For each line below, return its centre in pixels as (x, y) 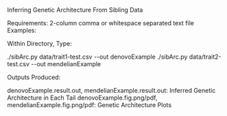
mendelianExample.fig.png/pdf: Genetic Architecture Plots (89, 105)
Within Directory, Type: (39, 43)
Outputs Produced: (34, 77)
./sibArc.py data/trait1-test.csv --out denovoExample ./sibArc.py (97, 57)
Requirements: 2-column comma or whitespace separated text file (100, 23)
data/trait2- (205, 57)
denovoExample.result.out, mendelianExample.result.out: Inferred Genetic (111, 90)
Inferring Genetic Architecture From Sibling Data (75, 10)
